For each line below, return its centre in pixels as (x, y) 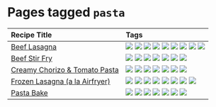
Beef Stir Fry (32, 58)
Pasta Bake (29, 93)
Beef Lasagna (34, 47)
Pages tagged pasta (66, 12)
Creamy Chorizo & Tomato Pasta (65, 69)
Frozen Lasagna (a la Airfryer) (61, 81)
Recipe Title (32, 35)
